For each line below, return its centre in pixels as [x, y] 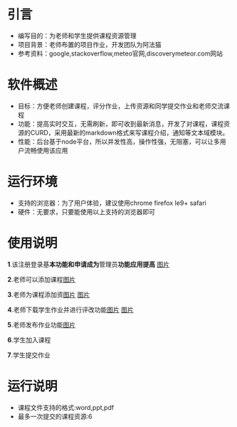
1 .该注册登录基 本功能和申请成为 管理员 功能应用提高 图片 [89, 264]
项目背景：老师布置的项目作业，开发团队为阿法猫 [89, 44]
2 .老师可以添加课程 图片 [42, 279]
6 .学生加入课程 [29, 339]
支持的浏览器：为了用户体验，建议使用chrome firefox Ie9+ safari [112, 203]
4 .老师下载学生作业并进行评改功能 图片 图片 [70, 310]
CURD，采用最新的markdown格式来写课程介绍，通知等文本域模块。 [130, 132]
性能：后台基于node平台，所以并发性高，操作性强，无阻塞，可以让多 [119, 141]
